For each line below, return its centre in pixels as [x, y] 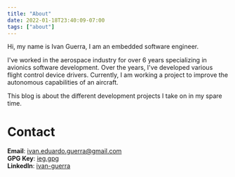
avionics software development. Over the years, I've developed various [110, 68]
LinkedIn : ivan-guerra [39, 166]
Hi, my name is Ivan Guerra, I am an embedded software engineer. [103, 47]
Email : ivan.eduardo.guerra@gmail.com [65, 151]
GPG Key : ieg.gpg [33, 159]
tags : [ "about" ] [31, 27]
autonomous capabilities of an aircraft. [63, 83]
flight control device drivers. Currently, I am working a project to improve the [118, 75]
